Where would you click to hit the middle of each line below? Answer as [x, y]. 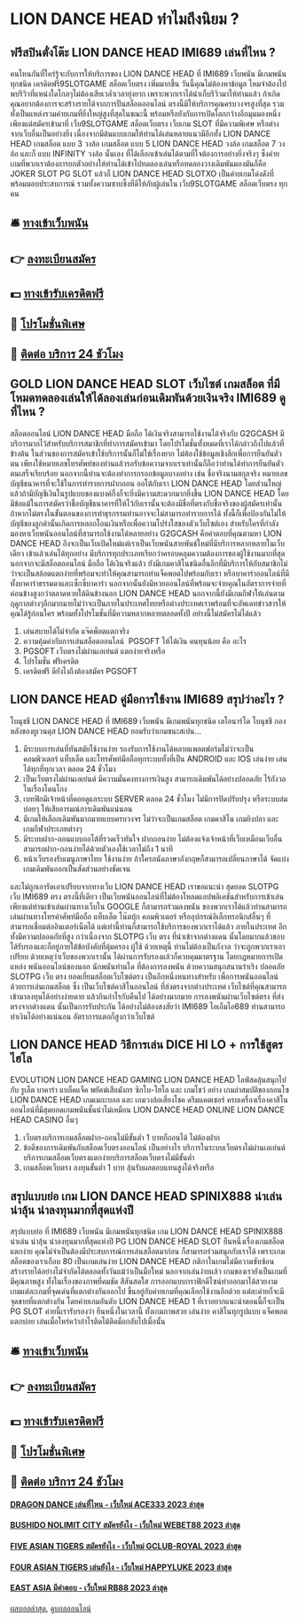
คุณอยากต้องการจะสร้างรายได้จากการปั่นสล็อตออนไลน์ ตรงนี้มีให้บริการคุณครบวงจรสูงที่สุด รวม [147, 103]
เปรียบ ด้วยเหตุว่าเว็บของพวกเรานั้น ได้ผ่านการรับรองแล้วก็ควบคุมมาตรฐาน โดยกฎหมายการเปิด [146, 956]
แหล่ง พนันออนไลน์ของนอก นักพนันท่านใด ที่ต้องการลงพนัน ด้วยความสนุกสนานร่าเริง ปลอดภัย [147, 966]
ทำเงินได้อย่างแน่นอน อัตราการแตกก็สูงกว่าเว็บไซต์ [82, 1016]
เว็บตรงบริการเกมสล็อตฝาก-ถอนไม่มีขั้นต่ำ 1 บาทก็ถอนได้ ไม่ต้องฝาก [122, 1138]
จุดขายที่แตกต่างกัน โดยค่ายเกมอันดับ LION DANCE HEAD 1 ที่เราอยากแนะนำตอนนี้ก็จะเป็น [147, 1301]
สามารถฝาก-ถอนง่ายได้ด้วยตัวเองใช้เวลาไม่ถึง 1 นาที [98, 848]
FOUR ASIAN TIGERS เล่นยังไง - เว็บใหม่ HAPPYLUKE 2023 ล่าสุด [121, 1567]
